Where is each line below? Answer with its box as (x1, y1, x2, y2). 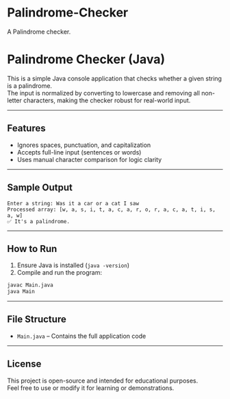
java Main (7, 288, 36, 295)
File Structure (7, 314, 66, 326)
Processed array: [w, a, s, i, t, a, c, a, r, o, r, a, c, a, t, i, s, (7, 206, 216, 213)
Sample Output (7, 182, 73, 194)
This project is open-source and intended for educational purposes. (7, 376, 199, 385)
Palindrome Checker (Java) (7, 52, 166, 67)
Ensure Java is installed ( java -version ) (16, 261, 130, 269)
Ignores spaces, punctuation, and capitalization (16, 141, 151, 149)
